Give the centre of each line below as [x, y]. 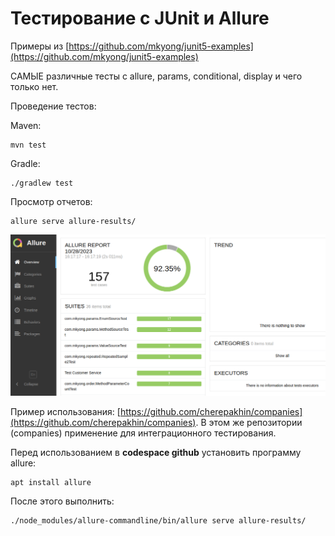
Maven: [26, 125]
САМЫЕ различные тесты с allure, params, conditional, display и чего [156, 76]
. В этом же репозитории [249, 423]
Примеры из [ [40, 46]
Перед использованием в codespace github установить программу [156, 453]
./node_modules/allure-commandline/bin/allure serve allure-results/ [158, 521]
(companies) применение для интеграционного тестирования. [143, 433]
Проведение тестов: [53, 106]
